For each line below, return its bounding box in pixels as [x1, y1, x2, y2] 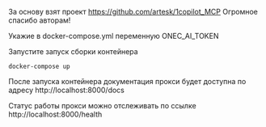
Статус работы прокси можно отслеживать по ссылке [8, 101, 196, 110]
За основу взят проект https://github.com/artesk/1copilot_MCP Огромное [8, 7, 259, 16]
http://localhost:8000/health [8, 109, 103, 119]
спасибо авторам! [8, 15, 71, 25]
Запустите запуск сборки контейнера [8, 47, 139, 56]
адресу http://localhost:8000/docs [8, 85, 125, 95]
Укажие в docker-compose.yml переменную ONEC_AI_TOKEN [8, 32, 219, 40]
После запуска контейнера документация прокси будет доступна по [8, 77, 247, 86]
